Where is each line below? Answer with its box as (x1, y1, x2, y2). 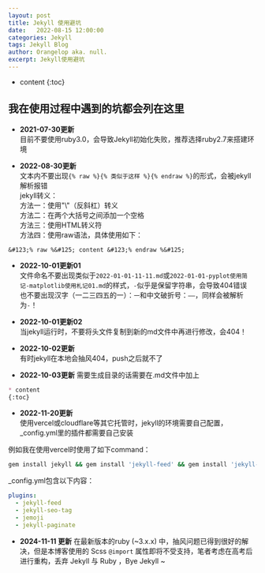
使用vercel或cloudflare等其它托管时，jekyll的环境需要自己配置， (19, 418, 228, 428)
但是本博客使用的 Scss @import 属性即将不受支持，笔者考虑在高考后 (33, 546, 253, 556)
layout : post (8, 11, 51, 20)
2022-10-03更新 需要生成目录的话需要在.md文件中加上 (19, 370, 200, 380)
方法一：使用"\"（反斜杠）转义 (19, 200, 118, 210)
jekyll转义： (19, 190, 58, 200)
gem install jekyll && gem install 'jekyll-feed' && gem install (8, 461, 227, 469)
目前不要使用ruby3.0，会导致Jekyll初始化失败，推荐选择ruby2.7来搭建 (19, 134, 248, 144)
